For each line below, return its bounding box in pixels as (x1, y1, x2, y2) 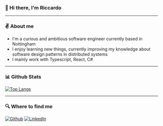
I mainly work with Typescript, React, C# (12, 56, 93, 62)
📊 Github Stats (5, 73, 41, 80)
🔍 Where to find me (5, 103, 53, 110)
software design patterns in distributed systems (12, 51, 108, 57)
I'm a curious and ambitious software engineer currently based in (12, 36, 143, 42)
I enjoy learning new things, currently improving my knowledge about (12, 46, 151, 52)
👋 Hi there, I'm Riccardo (5, 4, 62, 11)
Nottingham (12, 41, 36, 47)
